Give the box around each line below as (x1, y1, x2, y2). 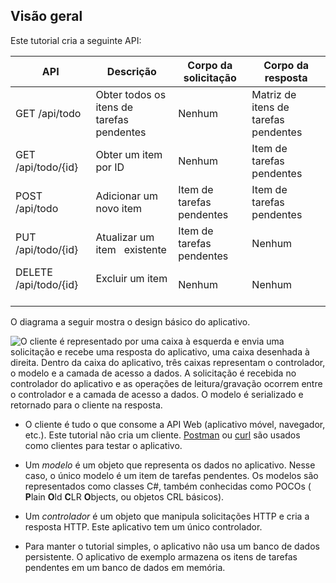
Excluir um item (95, 271, 168, 285)
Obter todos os (95, 87, 167, 101)
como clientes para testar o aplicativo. (24, 439, 183, 451)
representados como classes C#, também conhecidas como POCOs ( (24, 480, 312, 492)
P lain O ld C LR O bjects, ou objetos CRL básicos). (24, 490, 225, 503)
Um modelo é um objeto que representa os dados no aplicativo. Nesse (24, 459, 316, 471)
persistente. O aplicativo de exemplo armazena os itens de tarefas (24, 550, 298, 563)
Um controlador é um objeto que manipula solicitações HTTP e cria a (24, 510, 310, 522)
